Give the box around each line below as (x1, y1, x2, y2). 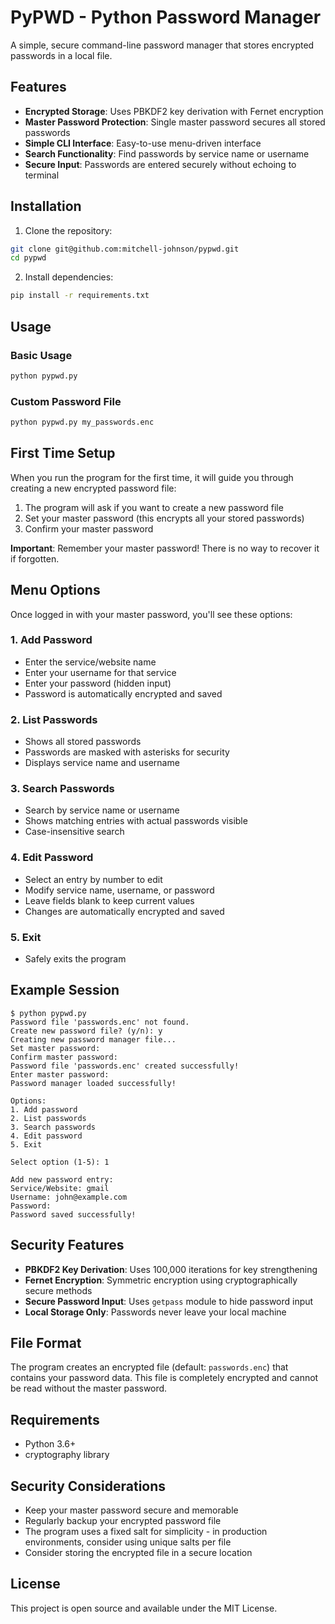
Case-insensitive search (24, 826, 125, 838)
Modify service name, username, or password (24, 884, 215, 896)
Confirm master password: (10, 1052, 118, 1062)
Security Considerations (10, 1477, 167, 1495)
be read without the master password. (10, 1382, 168, 1395)
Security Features (10, 1237, 125, 1254)
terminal (24, 169, 60, 181)
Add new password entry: (10, 1174, 114, 1185)
